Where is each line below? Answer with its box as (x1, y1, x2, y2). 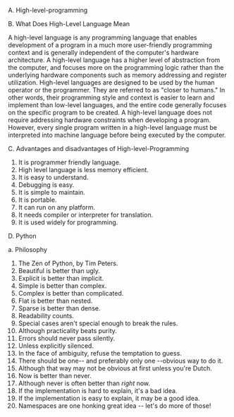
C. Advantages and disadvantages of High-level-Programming (8, 145, 190, 152)
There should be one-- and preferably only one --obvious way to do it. (18, 356, 223, 365)
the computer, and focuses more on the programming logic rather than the (8, 64, 224, 71)
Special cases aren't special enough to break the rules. (18, 319, 178, 327)
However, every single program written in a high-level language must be (8, 123, 218, 131)
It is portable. (18, 195, 57, 204)
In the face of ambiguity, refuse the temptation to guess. (18, 349, 182, 357)
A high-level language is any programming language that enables (8, 33, 197, 42)
